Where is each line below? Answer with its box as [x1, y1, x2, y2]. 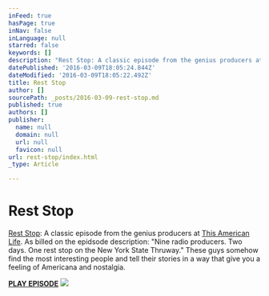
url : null [15, 138, 48, 146]
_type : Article [8, 161, 59, 169]
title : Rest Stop [8, 78, 66, 86]
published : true [8, 101, 62, 109]
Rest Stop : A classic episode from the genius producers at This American [8, 229, 250, 238]
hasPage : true [8, 19, 56, 27]
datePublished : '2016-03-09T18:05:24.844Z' [8, 64, 156, 72]
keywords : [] [8, 49, 52, 57]
